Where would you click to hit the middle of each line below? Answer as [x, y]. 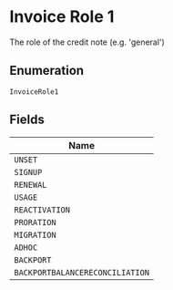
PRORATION [35, 222]
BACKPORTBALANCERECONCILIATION [82, 272]
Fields [27, 120]
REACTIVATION [42, 210]
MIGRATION [35, 235]
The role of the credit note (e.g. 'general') [87, 42]
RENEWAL [31, 185]
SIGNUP [28, 172]
